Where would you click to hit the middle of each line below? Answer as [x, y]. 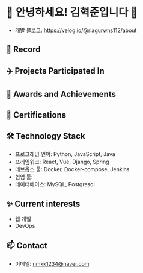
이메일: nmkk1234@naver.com [52, 263]
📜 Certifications [36, 115]
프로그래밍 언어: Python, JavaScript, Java [65, 154]
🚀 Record [23, 50]
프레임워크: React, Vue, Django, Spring [62, 162]
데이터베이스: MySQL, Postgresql [55, 184]
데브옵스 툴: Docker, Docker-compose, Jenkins [72, 169]
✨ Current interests [43, 203]
